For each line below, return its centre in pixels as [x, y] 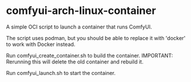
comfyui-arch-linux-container [81, 11]
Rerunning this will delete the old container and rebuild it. [75, 62]
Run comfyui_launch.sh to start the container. [61, 73]
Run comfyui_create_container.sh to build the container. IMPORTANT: [90, 55]
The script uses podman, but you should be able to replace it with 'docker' [96, 38]
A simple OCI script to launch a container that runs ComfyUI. [79, 27]
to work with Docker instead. [41, 44]
